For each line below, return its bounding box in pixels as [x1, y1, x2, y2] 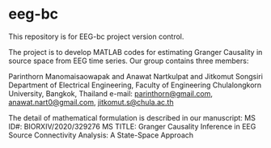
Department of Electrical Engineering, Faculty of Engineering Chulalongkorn [8, 80, 262, 90]
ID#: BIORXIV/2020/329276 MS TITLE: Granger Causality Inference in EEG [8, 121, 256, 131]
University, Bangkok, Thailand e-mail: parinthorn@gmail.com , [8, 88, 213, 98]
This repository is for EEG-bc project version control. [8, 32, 184, 41]
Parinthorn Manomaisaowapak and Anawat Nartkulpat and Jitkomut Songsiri [8, 71, 263, 81]
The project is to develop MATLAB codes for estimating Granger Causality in [8, 47, 263, 57]
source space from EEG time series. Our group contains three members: [8, 56, 249, 66]
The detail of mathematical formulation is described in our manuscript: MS [8, 112, 256, 122]
